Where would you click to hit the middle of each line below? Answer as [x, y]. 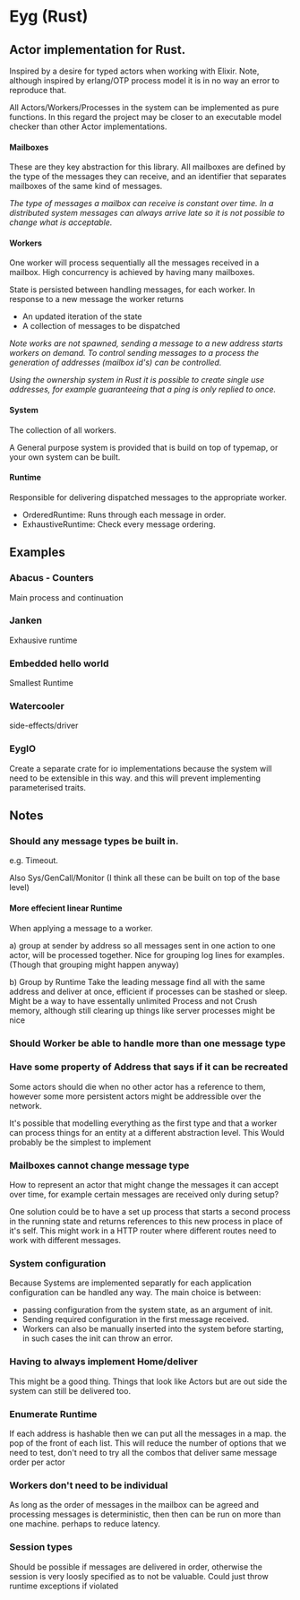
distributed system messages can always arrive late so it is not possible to [147, 213]
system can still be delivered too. [70, 1390]
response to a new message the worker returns [97, 299]
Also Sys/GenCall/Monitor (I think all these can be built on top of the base [145, 878]
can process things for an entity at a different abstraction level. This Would [147, 1132]
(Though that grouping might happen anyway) [94, 964]
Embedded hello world [59, 663]
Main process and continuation [66, 597]
